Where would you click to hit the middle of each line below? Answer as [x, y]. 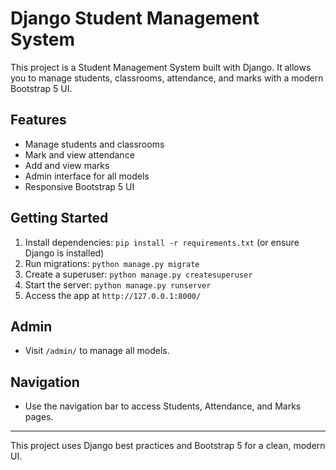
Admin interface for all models [87, 176]
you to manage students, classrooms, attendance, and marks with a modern [167, 78]
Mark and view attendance [79, 154]
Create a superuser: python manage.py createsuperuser [138, 274]
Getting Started [59, 218]
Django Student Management [135, 18]
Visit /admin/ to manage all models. [97, 351]
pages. [39, 417]
